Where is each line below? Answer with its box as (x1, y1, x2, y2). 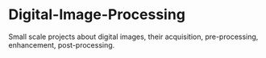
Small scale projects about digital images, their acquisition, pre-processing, (8, 32, 259, 41)
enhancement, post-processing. (8, 40, 115, 49)
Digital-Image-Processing (8, 6, 185, 24)
